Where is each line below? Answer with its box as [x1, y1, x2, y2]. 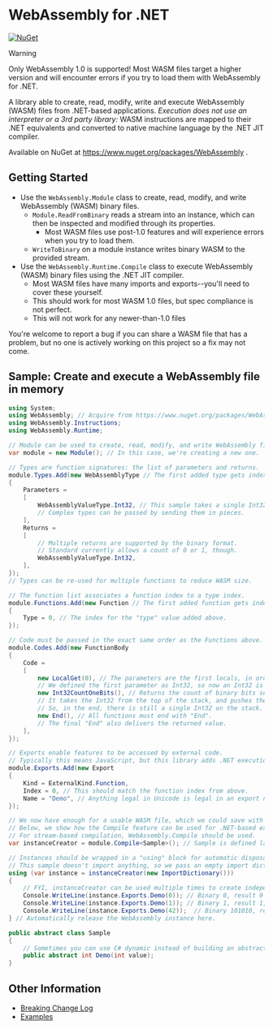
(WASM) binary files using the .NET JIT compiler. [19, 270, 184, 279]
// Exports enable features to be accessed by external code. [8, 749, 223, 757]
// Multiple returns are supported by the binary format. [37, 538, 238, 547]
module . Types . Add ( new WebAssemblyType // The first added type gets [8, 471, 245, 479]
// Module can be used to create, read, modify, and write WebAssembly [8, 441, 256, 450]
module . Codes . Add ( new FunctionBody [8, 644, 129, 652]
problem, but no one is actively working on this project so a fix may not [8, 337, 246, 347]
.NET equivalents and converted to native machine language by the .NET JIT [8, 123, 264, 132]
